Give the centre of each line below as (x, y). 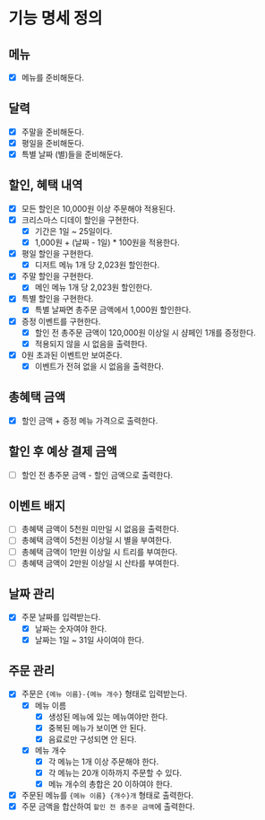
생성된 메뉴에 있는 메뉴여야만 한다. (108, 716)
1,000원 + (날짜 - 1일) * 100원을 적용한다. (107, 242)
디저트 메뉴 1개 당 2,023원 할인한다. (97, 265)
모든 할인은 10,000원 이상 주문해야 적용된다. (98, 208)
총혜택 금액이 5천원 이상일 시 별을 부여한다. (96, 540)
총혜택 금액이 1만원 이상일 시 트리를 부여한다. (99, 552)
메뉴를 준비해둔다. (52, 78)
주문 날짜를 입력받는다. (61, 617)
